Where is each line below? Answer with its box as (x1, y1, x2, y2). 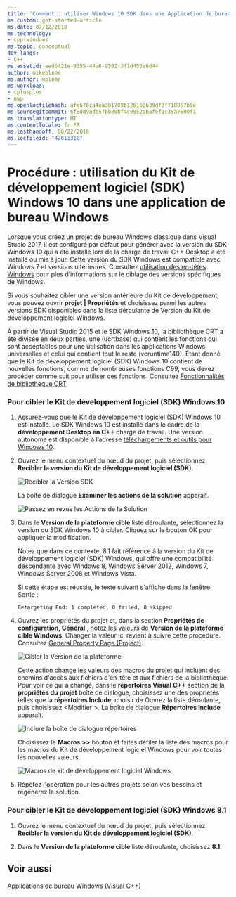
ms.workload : (7, 82, 46, 89)
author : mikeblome (7, 69, 61, 76)
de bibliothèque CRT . (7, 380, 69, 388)
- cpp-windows (7, 37, 49, 44)
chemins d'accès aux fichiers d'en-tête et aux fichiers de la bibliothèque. (17, 673, 229, 682)
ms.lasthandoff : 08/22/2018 (7, 128, 90, 135)
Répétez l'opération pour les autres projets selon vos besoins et (17, 780, 202, 789)
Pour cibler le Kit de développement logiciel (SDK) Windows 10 (7, 397, 225, 407)
